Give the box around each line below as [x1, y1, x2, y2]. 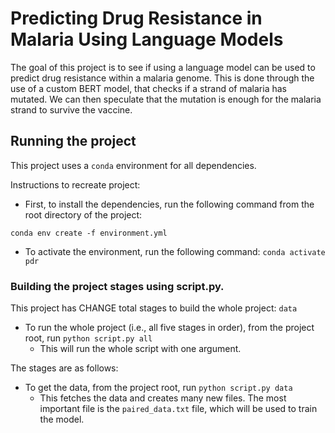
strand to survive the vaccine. [10, 103, 133, 116]
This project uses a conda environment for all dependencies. [10, 159, 257, 171]
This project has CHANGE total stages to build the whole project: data [10, 302, 298, 314]
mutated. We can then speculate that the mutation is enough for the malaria [10, 93, 322, 105]
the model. [39, 413, 85, 426]
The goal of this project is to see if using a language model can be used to [10, 61, 316, 73]
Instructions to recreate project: [10, 178, 141, 191]
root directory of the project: [24, 208, 143, 221]
